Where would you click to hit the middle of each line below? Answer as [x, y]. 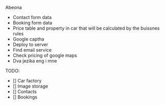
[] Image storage [30, 86]
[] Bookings [25, 97]
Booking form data [32, 23]
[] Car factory [27, 81]
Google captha [29, 39]
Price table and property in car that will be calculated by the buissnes [86, 28]
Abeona [14, 7]
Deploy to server [30, 45]
